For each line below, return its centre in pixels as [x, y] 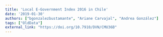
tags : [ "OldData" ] [24, 23]
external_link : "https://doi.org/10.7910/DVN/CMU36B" [61, 27]
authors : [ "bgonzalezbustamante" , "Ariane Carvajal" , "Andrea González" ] [82, 18]
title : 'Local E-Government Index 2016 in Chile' [57, 9]
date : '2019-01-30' [25, 14]
